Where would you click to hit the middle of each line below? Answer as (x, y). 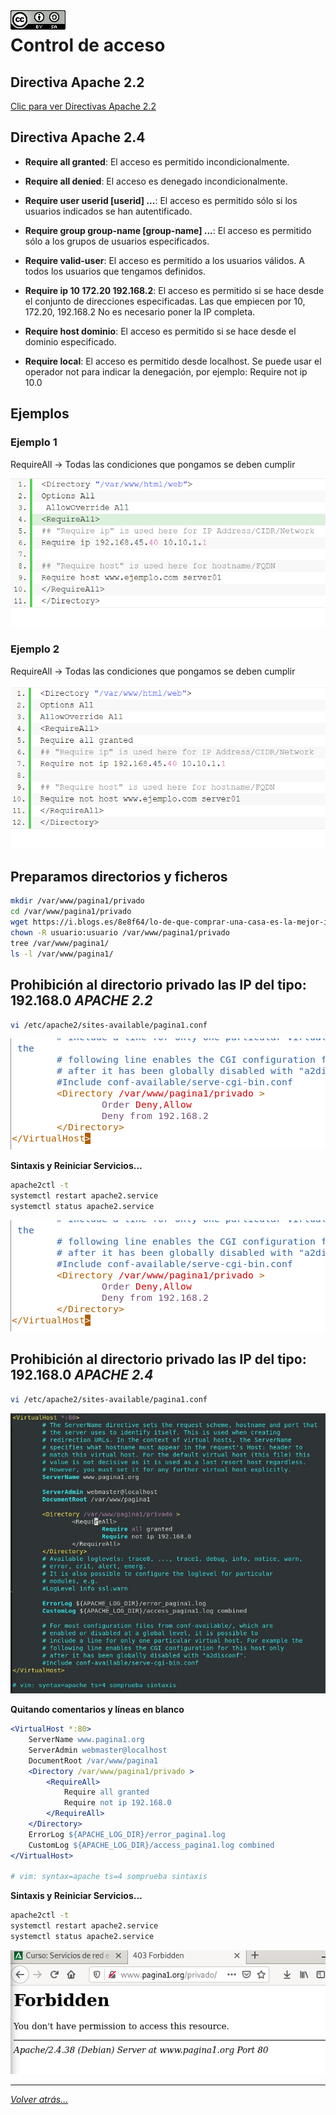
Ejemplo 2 (35, 649)
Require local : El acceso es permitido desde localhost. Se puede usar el (173, 361)
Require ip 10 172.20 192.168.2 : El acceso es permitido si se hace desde (174, 290)
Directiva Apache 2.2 (77, 82)
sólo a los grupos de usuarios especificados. (117, 241)
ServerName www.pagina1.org (86, 1740)
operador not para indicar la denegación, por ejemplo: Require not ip (166, 371)
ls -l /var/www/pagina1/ (62, 954)
